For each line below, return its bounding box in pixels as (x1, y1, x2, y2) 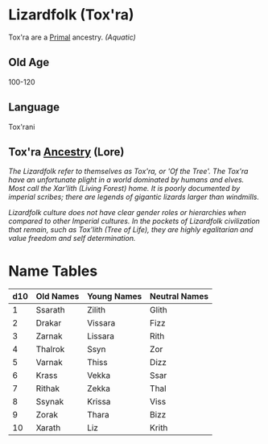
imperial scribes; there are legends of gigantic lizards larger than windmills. (8, 192, 260, 202)
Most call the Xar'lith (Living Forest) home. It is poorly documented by (8, 184, 241, 193)
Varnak (35, 357, 63, 368)
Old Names (35, 291, 80, 302)
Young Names (87, 291, 142, 302)
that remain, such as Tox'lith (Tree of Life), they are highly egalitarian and (8, 225, 254, 234)
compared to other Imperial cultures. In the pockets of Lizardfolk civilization (8, 216, 260, 226)
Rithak (35, 383, 60, 394)
